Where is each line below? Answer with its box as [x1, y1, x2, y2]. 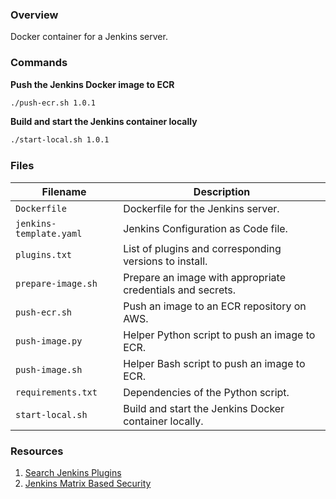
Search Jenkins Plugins [24, 466, 122, 478]
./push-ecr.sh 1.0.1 [10, 98, 97, 108]
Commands [10, 56, 68, 70]
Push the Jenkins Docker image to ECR [10, 78, 175, 90]
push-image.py [15, 335, 83, 347]
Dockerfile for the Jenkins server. [123, 201, 280, 215]
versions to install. [123, 254, 208, 268]
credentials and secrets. [123, 283, 237, 297]
